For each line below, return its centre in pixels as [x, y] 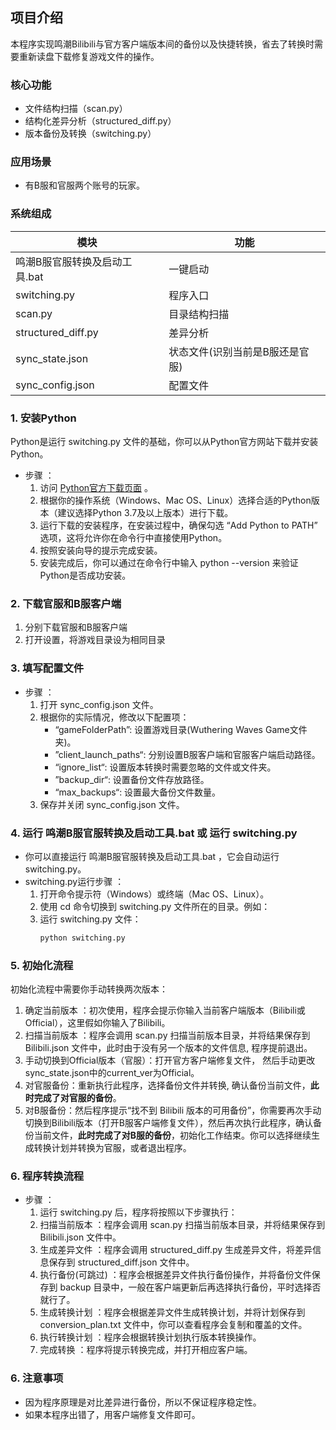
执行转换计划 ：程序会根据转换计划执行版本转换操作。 [150, 1337]
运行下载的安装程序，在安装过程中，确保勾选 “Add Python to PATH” [178, 525]
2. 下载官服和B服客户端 [66, 603]
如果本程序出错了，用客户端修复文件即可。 [112, 1414]
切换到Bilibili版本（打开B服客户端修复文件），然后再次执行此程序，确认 [169, 1123]
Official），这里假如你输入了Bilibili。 [97, 1023]
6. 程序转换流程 [47, 1176]
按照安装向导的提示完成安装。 [101, 550]
